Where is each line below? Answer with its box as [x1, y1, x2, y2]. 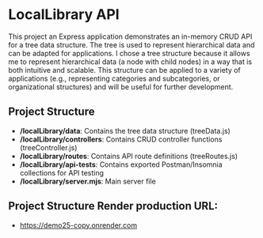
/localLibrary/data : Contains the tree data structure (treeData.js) [19, 126, 231, 135]
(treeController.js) [19, 142, 78, 152]
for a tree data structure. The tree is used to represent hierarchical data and [8, 40, 255, 49]
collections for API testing [19, 168, 105, 177]
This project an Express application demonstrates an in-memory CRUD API [8, 32, 253, 41]
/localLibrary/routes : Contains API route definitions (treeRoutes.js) [19, 151, 238, 161]
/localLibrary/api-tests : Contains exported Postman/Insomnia [19, 160, 223, 169]
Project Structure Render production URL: [8, 199, 219, 213]
